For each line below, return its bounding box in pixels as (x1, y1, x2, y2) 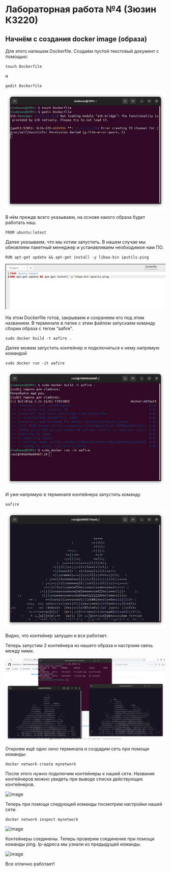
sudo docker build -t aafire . (5, 336, 72, 341)
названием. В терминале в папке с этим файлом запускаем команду (5, 320, 156, 326)
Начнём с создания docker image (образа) (5, 35, 148, 43)
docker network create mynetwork (5, 762, 76, 767)
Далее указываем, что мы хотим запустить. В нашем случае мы (5, 239, 146, 245)
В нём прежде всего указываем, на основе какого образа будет (5, 214, 146, 220)
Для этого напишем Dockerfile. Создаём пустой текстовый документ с (5, 48, 159, 54)
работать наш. (5, 220, 37, 226)
